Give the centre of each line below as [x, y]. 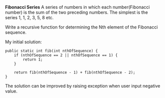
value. [11, 91]
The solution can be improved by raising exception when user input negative [83, 86]
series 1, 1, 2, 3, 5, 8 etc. [30, 17]
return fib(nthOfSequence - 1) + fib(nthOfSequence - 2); [75, 72]
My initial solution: [23, 42]
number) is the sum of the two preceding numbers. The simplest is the [77, 12]
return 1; [33, 60]
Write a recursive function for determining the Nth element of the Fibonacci [82, 27]
